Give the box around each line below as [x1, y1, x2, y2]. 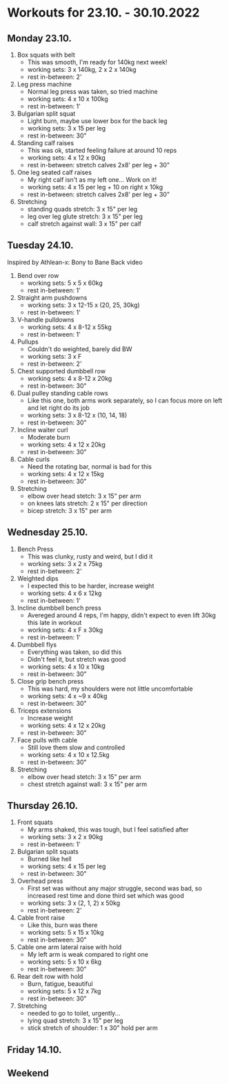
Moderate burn [27, 433, 70, 441]
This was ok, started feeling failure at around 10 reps [27, 147, 177, 154]
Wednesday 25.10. [7, 527, 88, 539]
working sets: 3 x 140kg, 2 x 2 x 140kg [27, 66, 137, 73]
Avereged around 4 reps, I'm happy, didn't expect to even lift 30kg [27, 610, 216, 619]
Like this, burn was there [27, 921, 98, 929]
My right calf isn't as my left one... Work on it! [27, 176, 157, 184]
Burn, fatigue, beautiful [27, 980, 93, 988]
